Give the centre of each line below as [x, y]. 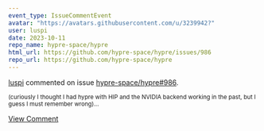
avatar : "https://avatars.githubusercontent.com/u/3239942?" [112, 23]
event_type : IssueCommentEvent [60, 15]
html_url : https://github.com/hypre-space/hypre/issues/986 [110, 52]
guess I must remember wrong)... [54, 104]
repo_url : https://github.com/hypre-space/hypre [90, 60]
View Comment [33, 118]
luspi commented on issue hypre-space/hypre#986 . [93, 82]
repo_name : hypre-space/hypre [58, 45]
